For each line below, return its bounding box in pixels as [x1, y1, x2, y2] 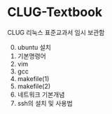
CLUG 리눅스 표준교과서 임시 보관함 [7, 28, 105, 36]
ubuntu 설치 [17, 43, 51, 51]
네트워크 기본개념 [17, 90, 65, 99]
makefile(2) [17, 82, 51, 90]
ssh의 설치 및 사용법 [17, 99, 73, 107]
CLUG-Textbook [7, 4, 103, 20]
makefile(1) [17, 74, 50, 83]
